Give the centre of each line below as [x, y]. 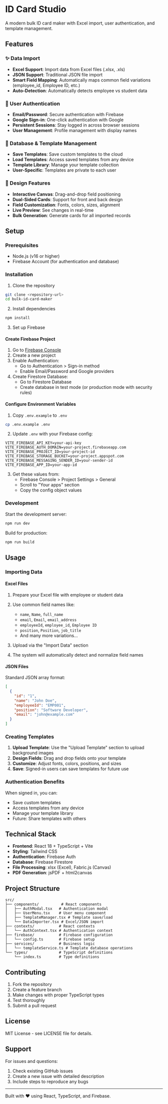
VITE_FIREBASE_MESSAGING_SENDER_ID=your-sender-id [59, 461]
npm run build [20, 542]
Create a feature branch [37, 990]
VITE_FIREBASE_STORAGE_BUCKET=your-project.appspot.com [64, 456]
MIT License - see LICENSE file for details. [49, 1033]
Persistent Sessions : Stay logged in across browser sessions [76, 125]
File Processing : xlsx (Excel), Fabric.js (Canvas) [62, 867]
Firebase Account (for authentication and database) [65, 262]
